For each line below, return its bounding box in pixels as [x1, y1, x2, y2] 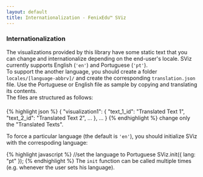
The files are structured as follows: [6, 94, 94, 101]
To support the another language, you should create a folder [6, 68, 157, 75]
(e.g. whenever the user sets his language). [6, 164, 115, 171]
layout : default [6, 9, 47, 15]
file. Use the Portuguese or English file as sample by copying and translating [6, 80, 198, 88]
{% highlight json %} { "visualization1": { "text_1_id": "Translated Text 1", [6, 108, 185, 115]
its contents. [6, 87, 38, 94]
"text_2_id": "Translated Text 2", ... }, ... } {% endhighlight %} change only [6, 114, 190, 122]
